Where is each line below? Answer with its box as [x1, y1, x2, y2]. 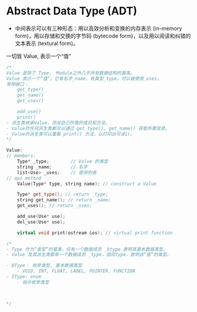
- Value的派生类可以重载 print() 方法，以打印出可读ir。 [6, 131, 135, 137]
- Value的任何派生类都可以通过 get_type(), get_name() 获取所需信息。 [6, 125, 169, 131]
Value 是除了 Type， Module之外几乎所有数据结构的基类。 [6, 70, 135, 76]
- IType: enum [6, 274, 42, 280]
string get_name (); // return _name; [17, 197, 111, 203]
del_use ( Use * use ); [17, 219, 66, 225]
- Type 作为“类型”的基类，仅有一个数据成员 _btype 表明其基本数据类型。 [6, 246, 168, 252]
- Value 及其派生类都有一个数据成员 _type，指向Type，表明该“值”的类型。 [6, 252, 172, 258]
